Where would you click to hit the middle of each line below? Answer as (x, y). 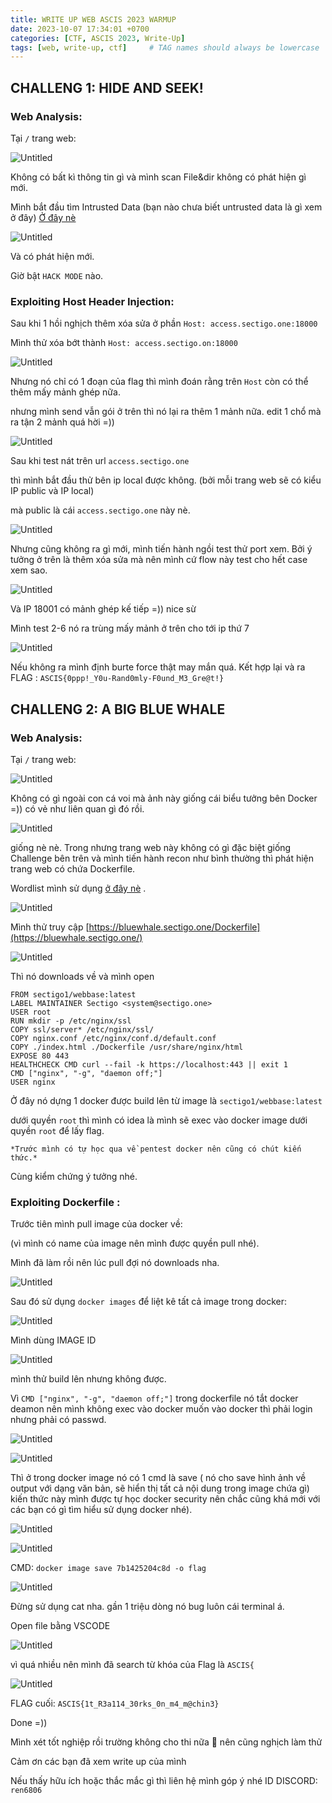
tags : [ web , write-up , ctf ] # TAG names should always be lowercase (165, 47)
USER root (31, 1012)
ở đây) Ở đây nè (43, 217)
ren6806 (26, 1791)
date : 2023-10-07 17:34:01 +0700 (80, 29)
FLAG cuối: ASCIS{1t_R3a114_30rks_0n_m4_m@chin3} (115, 1703)
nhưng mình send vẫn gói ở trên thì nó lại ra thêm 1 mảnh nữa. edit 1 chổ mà (166, 412)
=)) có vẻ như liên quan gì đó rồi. (77, 808)
